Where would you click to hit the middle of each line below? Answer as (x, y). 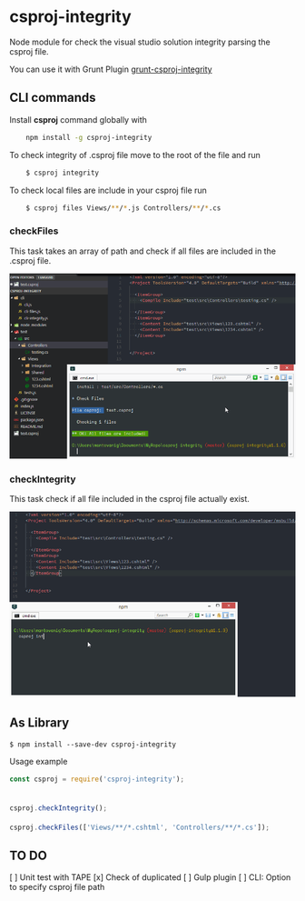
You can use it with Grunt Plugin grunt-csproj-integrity (111, 69)
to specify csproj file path (57, 887)
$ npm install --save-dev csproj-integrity (93, 745)
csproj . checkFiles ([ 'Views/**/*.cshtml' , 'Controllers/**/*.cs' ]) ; (140, 827)
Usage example (39, 762)
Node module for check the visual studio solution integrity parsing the (140, 42)
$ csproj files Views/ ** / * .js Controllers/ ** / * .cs (123, 208)
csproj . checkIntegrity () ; (58, 808)
